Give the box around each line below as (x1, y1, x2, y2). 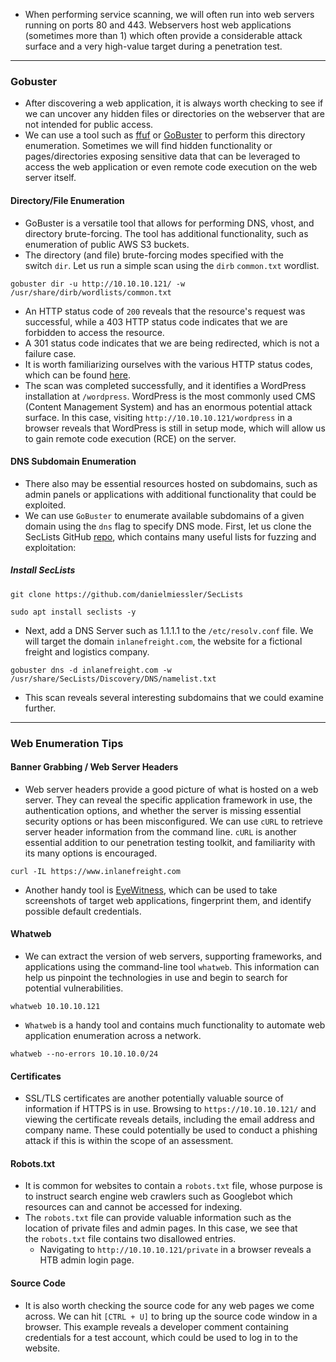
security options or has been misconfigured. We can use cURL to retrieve (24, 815, 323, 827)
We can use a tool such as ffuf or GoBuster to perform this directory (24, 129, 306, 141)
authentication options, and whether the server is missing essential (24, 804, 302, 816)
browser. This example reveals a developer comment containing (24, 1320, 289, 1333)
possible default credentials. (24, 905, 142, 917)
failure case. (24, 347, 77, 359)
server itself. (24, 172, 77, 184)
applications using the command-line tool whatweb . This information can (24, 961, 320, 973)
